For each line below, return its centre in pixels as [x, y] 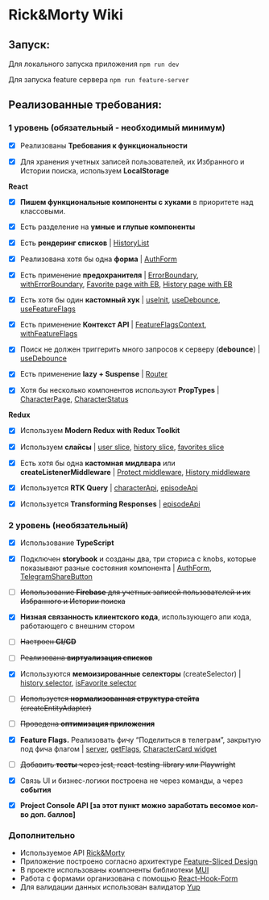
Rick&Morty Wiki [66, 15]
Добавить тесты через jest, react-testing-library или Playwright [128, 765]
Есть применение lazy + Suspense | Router [93, 374]
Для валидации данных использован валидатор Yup [110, 887]
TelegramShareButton [56, 577]
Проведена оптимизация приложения [87, 723]
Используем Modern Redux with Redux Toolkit [100, 431]
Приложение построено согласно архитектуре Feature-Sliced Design [139, 861]
